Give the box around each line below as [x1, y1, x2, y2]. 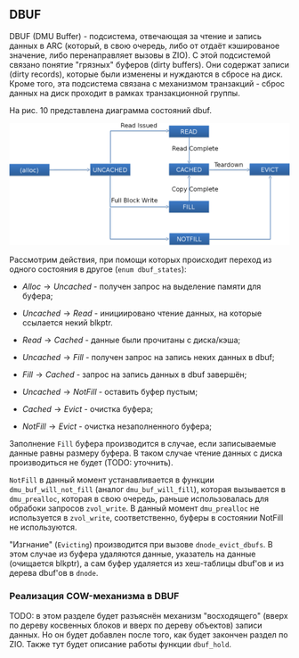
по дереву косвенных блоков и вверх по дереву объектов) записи [9, 620, 263, 630]
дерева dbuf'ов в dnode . [9, 568, 99, 579]
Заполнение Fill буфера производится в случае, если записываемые [9, 439, 277, 449]
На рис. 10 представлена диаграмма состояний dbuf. [9, 104, 212, 115]
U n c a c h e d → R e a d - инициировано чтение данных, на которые [21, 308, 263, 319]
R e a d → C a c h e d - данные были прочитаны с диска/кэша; [21, 334, 241, 346]
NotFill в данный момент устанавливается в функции [9, 474, 215, 485]
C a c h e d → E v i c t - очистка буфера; [21, 404, 154, 415]
